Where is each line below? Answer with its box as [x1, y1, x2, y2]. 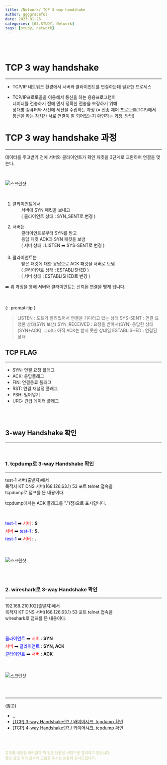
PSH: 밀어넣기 [12, 391, 40, 397]
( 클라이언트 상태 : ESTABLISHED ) [21, 267, 89, 273]
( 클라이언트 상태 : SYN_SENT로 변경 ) [21, 213, 96, 219]
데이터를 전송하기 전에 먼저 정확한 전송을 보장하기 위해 [12, 100, 118, 107]
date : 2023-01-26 [5, 16, 41, 21]
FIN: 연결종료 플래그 [12, 379, 52, 385]
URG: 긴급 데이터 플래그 [12, 398, 59, 404]
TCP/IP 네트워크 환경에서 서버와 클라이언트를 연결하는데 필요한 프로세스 [12, 84, 152, 90]
